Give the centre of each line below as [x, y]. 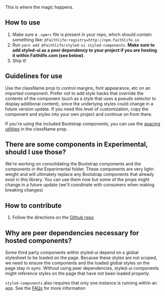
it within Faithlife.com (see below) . [48, 55]
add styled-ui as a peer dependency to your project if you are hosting [85, 50]
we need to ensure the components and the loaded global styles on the [78, 263]
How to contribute [33, 206]
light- [149, 169]
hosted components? [39, 241]
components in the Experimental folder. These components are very [74, 169]
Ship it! [19, 61]
